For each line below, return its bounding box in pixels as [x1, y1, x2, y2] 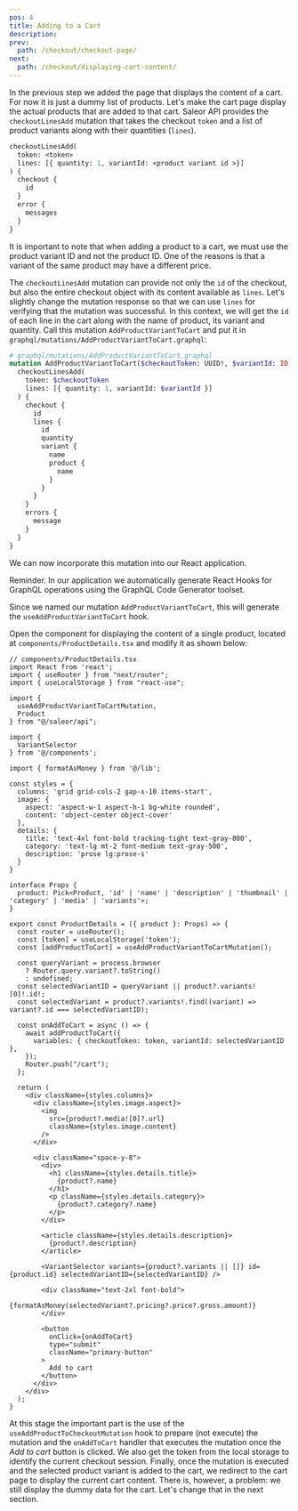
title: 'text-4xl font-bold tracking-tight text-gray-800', [25, 834, 253, 843]
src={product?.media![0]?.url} [48, 1114, 165, 1123]
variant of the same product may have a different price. [9, 260, 212, 271]
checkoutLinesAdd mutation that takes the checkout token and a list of [9, 115, 263, 125]
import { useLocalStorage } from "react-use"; [9, 678, 185, 687]
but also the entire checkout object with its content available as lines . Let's [9, 287, 285, 297]
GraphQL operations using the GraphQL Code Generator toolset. [9, 584, 246, 594]
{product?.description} [48, 1239, 138, 1248]
